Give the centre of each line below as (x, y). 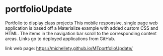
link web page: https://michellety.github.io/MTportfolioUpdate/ (69, 48)
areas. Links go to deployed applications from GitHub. (60, 39)
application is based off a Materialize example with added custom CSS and (82, 28)
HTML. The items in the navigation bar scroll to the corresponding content (81, 33)
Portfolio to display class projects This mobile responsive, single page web (81, 23)
